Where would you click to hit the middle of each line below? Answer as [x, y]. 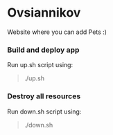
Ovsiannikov [44, 13]
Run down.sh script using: [44, 111]
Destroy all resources [44, 96]
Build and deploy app [43, 50]
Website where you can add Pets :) [57, 32]
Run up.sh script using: [40, 65]
